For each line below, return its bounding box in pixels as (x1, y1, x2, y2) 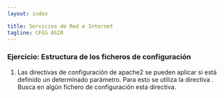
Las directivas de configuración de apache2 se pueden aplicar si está (17, 67, 217, 76)
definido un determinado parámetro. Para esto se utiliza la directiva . (17, 75, 214, 83)
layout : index (7, 10, 49, 17)
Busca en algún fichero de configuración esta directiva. (17, 83, 177, 91)
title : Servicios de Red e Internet (7, 22, 113, 30)
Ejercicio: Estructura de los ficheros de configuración (7, 52, 191, 62)
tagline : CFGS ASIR (7, 29, 64, 36)
